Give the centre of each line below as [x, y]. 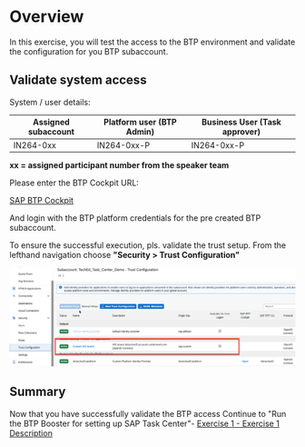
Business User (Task [241, 122]
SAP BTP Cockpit [42, 200]
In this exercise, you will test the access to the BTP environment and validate [152, 42]
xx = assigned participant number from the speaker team [119, 165]
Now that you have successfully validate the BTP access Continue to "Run [148, 413]
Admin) [140, 132]
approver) [241, 132]
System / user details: [50, 102]
